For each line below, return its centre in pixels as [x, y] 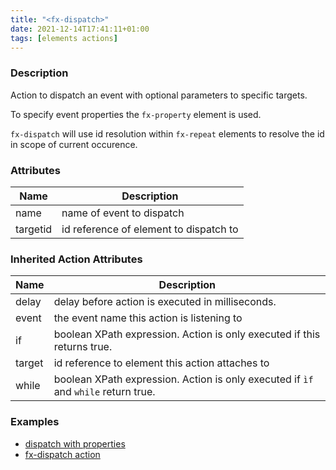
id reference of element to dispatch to [150, 229]
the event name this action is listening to [148, 318]
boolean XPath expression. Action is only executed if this [187, 334]
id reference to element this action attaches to [161, 363]
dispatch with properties [75, 443]
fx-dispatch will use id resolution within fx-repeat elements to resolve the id [167, 133]
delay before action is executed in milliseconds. [165, 302]
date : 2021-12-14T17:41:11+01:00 [80, 29]
